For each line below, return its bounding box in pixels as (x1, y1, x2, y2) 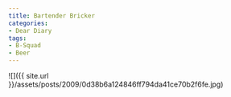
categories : (8, 19, 48, 27)
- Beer (8, 49, 31, 57)
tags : (8, 34, 27, 42)
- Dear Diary (8, 26, 52, 34)
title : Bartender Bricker (8, 11, 95, 20)
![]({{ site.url (8, 71, 49, 80)
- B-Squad (8, 42, 42, 50)
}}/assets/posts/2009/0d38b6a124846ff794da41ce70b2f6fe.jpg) (8, 79, 224, 89)
